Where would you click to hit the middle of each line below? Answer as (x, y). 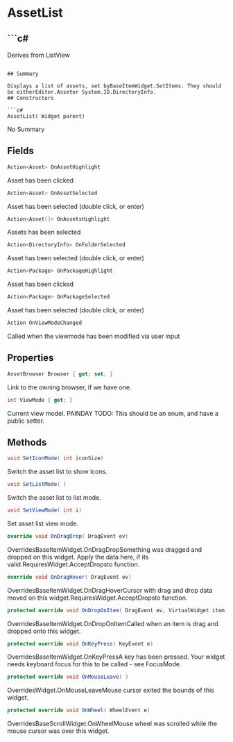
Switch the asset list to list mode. (54, 498)
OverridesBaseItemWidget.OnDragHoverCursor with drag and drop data (110, 590)
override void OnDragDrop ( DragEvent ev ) (68, 536)
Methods (27, 442)
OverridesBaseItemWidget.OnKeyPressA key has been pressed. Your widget (116, 657)
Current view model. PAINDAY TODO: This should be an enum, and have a (113, 413)
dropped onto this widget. (44, 631)
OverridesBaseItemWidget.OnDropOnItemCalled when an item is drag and (113, 623)
